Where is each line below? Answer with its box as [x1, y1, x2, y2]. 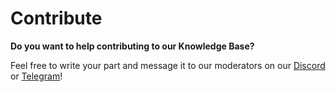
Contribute [10, 7, 103, 30]
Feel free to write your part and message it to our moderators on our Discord [10, 59, 326, 71]
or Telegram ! [10, 70, 63, 82]
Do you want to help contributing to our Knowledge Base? [10, 40, 255, 52]
